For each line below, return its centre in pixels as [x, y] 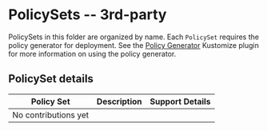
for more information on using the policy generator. [92, 54]
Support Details [180, 101]
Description [119, 101]
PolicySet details [51, 79]
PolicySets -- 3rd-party [88, 15]
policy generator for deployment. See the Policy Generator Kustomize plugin [134, 45]
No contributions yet [51, 115]
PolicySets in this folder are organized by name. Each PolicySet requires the [134, 37]
